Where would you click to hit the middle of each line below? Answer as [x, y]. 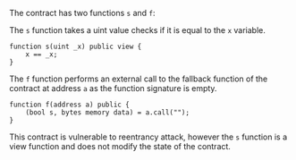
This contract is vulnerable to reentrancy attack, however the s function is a [148, 137]
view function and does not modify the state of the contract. [120, 146]
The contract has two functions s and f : [82, 13]
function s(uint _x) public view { [76, 46]
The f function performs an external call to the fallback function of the [139, 79]
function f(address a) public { [69, 105]
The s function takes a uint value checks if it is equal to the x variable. [138, 30]
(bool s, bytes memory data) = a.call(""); [108, 113]
